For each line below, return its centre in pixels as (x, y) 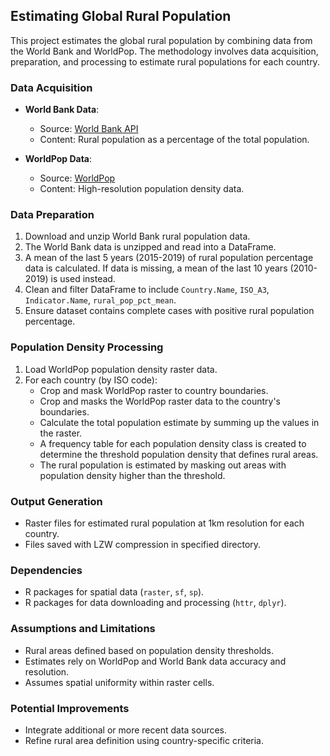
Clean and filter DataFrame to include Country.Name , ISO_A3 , (147, 290)
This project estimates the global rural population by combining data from (161, 40)
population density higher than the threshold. (132, 475)
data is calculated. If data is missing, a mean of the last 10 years (156, 268)
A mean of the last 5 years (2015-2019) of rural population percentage (169, 258)
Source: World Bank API (89, 129)
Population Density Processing (87, 347)
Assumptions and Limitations (83, 629)
